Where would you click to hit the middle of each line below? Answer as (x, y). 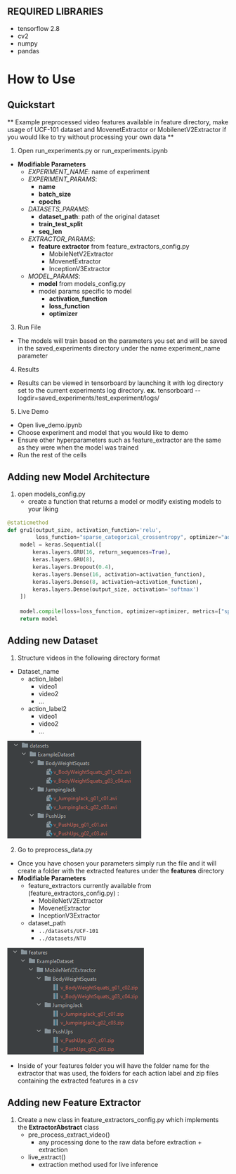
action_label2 (47, 708)
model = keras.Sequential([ (61, 545)
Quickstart (31, 105)
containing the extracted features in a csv (78, 1081)
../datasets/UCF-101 (68, 931)
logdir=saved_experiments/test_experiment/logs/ (88, 398)
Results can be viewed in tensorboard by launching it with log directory (120, 383)
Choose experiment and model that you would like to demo (103, 432)
